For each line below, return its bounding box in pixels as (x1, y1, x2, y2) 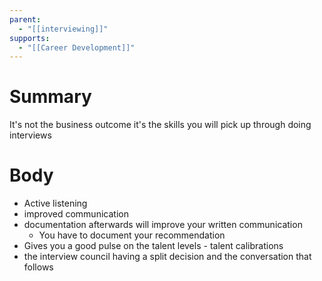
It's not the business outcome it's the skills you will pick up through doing (9, 119, 312, 131)
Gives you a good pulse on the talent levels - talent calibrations (23, 240, 284, 252)
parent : (9, 14, 42, 25)
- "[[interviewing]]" (18, 24, 109, 34)
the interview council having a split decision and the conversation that (23, 251, 312, 263)
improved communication (23, 208, 129, 220)
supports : (9, 33, 51, 43)
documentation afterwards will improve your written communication (23, 219, 303, 231)
